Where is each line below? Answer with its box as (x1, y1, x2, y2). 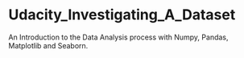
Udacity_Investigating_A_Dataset (8, 6, 236, 24)
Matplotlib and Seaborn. (8, 40, 89, 50)
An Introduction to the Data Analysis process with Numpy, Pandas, (8, 32, 229, 42)
